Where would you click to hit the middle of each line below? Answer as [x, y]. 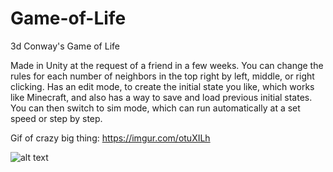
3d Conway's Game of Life [65, 46]
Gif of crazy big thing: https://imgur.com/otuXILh [110, 138]
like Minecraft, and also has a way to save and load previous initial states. [161, 97]
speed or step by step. [56, 118]
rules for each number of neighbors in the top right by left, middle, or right [162, 76]
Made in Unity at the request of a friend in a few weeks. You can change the [167, 65]
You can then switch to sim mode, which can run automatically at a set [155, 108]
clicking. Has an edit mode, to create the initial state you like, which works [162, 86]
